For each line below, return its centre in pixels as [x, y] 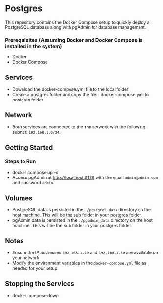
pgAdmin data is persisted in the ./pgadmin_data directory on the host [82, 220]
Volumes [19, 198]
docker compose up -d [35, 172]
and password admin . [33, 182]
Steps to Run [21, 161]
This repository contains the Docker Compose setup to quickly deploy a [78, 22]
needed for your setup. [35, 268]
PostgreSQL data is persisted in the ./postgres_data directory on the [81, 210]
